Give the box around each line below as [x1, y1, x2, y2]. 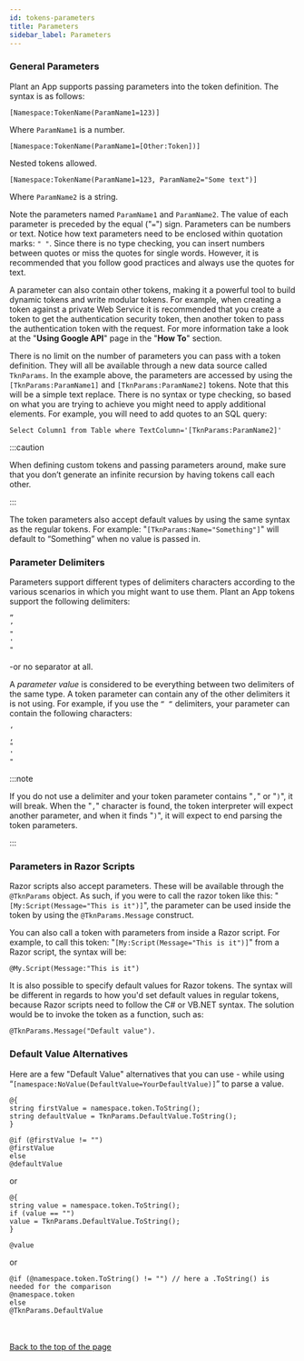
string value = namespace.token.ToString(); [9, 1201, 181, 1210]
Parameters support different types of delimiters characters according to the [9, 576, 296, 587]
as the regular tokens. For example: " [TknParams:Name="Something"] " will [9, 524, 279, 535]
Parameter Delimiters [9, 555, 105, 568]
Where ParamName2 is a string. [9, 191, 119, 202]
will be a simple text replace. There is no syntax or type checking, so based [9, 388, 292, 400]
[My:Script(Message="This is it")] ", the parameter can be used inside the [9, 900, 291, 911]
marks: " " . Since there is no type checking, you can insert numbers [9, 237, 265, 248]
